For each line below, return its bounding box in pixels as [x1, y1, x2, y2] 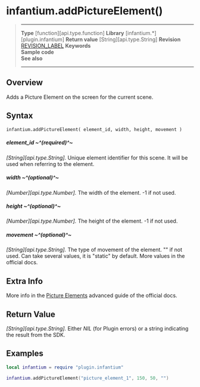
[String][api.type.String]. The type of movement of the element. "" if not [6, 246, 183, 254]
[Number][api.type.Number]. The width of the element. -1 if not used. [6, 189, 176, 196]
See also [20, 55, 43, 62]
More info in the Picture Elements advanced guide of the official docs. [6, 292, 177, 299]
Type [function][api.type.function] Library [20, 29, 124, 36]
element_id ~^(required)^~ [6, 139, 73, 146]
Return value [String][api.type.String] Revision [65, 36, 181, 43]
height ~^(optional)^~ [6, 202, 61, 210]
